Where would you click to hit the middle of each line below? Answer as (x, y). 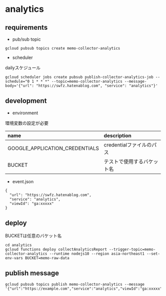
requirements (26, 27)
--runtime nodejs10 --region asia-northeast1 (97, 253)
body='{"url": (20, 86)
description (118, 136)
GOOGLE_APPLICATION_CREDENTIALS (53, 148)
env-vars (14, 258)
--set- (153, 253)
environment (25, 113)
